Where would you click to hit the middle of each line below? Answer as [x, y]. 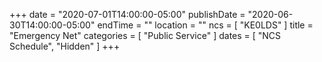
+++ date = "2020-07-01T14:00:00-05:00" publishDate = [127, 14]
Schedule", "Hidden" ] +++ [65, 46]
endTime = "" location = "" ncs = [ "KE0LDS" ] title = [205, 25]
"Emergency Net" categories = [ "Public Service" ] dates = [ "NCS [145, 35]
